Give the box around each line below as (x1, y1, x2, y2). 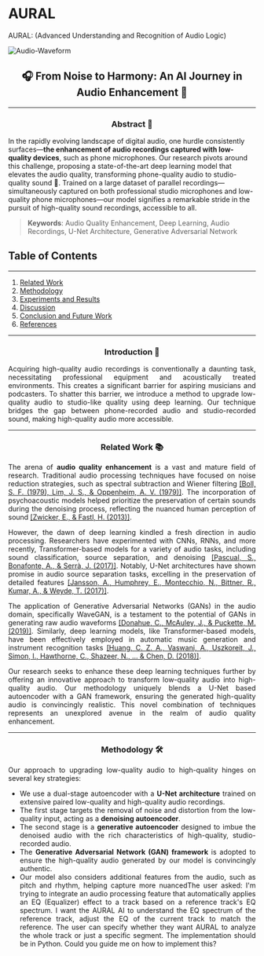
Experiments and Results (19, 294, 101, 303)
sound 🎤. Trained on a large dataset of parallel (31, 178, 181, 188)
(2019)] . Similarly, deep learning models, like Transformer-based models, (8, 626, 256, 636)
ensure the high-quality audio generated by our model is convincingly (19, 855, 256, 865)
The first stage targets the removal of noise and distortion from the (19, 805, 240, 815)
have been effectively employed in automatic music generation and (8, 635, 256, 644)
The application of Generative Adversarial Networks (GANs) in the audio (8, 602, 256, 611)
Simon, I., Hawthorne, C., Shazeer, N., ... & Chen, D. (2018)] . (8, 651, 202, 661)
